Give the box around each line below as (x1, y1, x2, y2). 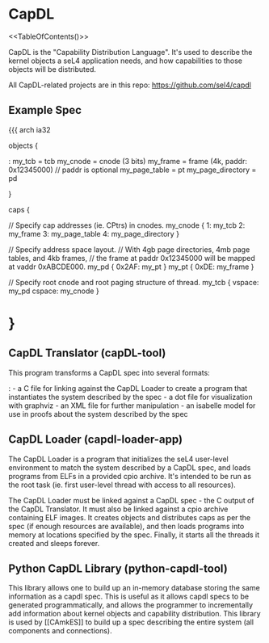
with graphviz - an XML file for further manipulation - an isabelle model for (8, 401, 256, 410)
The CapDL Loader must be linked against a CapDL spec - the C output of (8, 495, 254, 505)
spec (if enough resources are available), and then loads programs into (8, 521, 245, 531)
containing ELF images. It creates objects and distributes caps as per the (8, 512, 251, 522)
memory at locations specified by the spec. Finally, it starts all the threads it (8, 530, 260, 540)
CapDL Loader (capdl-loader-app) (8, 433, 183, 447)
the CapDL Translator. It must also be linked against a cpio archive (8, 504, 229, 514)
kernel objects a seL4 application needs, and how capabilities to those (8, 56, 243, 65)
